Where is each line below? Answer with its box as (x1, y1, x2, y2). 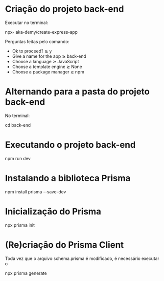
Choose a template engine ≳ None (12, 64, 82, 70)
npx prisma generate (5, 270, 47, 276)
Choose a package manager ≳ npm (12, 69, 85, 74)
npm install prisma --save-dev (5, 188, 66, 194)
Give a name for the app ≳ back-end (12, 53, 87, 59)
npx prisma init (5, 222, 35, 228)
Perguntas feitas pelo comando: (5, 38, 70, 45)
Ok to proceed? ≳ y (12, 48, 52, 54)
